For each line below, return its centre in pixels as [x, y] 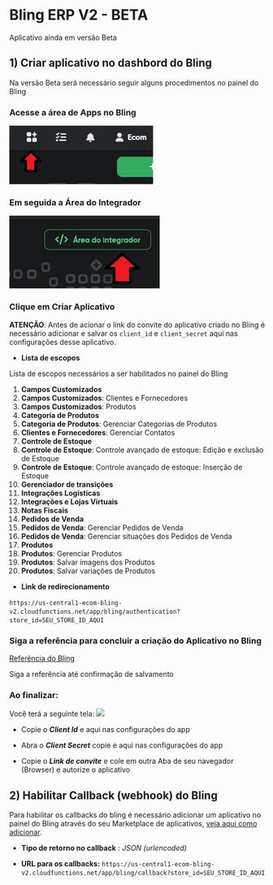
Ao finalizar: [34, 695]
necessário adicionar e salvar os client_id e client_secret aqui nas [123, 333]
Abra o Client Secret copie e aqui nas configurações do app [122, 745]
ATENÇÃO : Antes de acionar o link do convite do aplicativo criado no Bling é [137, 325]
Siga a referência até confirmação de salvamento [91, 674]
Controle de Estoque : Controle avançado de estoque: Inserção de [132, 467]
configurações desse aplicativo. [63, 342]
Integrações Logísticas [61, 493]
